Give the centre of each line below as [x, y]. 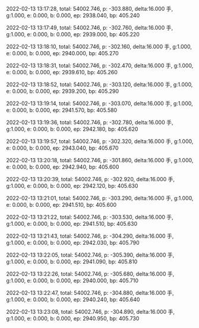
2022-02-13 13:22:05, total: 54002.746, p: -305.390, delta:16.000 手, [90, 255]
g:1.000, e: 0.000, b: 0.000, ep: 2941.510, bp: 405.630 [72, 224]
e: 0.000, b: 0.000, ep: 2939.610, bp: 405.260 [62, 72]
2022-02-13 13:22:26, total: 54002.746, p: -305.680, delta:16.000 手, [90, 274]
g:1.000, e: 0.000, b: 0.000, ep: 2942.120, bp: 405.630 [72, 186]
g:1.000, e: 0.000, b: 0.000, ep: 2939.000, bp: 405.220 [73, 34]
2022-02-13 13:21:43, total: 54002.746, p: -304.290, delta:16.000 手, [90, 236]
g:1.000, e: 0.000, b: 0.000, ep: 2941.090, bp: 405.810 [72, 261]
